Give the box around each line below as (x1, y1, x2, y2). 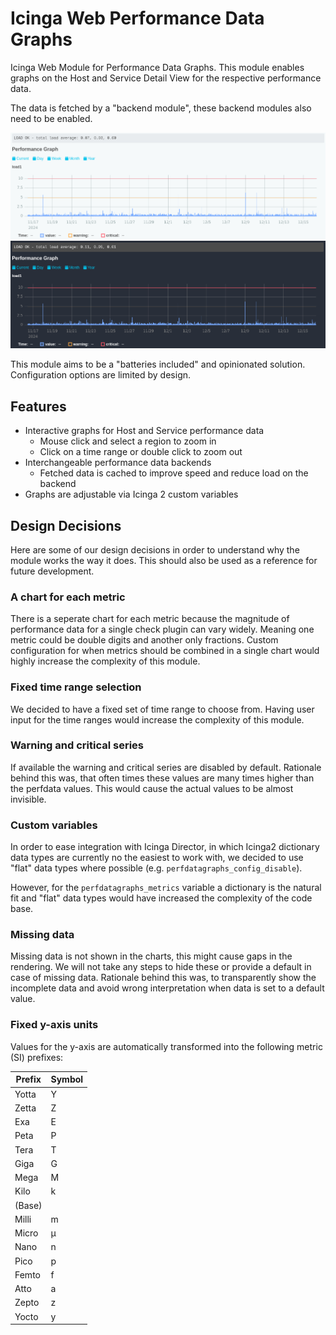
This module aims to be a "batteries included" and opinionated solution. (10, 358, 306, 371)
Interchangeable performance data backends (24, 457, 212, 469)
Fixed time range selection (10, 680, 142, 694)
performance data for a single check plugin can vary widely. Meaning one (10, 623, 315, 636)
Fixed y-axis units (10, 1018, 99, 1032)
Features (10, 398, 67, 415)
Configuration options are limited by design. (10, 369, 192, 381)
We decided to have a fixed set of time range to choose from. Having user (10, 703, 315, 715)
